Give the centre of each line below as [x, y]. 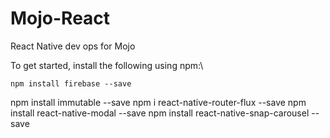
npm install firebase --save [71, 83]
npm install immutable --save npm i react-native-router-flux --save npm [158, 102]
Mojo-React [60, 18]
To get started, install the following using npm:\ [107, 65]
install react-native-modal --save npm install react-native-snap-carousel [160, 113]
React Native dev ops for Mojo [73, 46]
